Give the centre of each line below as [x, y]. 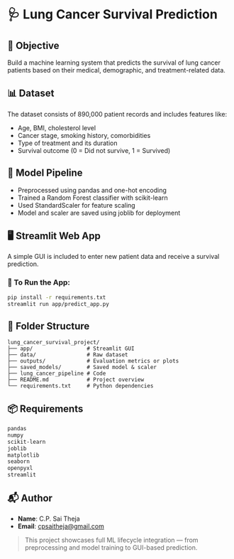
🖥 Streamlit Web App [54, 236]
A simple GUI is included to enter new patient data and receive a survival [113, 257]
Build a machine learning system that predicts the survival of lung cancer [114, 63]
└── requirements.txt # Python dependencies [80, 386]
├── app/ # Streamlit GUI [71, 349]
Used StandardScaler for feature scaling [77, 205]
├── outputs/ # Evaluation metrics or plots [93, 361]
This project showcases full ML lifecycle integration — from [111, 540]
